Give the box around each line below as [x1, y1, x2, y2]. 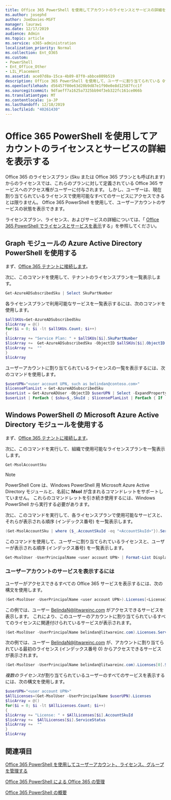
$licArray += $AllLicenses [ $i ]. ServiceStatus [5, 717, 106, 723]
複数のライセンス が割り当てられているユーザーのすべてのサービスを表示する [5, 672, 165, 678]
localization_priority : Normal [5, 45, 72, 50]
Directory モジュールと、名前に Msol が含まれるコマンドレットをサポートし [5, 488, 164, 494]
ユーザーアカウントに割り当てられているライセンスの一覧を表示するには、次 [5, 365, 165, 371]
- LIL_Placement [5, 69, 40, 74]
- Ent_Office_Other [5, 64, 47, 69]
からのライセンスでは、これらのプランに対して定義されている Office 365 [5, 180, 158, 186]
